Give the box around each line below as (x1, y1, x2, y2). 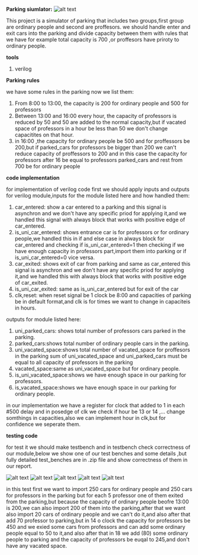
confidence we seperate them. (6, 421, 81, 428)
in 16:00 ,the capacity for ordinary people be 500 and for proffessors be (14, 138, 190, 145)
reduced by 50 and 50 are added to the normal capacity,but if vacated (14, 119, 186, 126)
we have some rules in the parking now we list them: (6, 88, 134, 95)
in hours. (14, 304, 37, 311)
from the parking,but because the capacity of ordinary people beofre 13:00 (6, 498, 189, 505)
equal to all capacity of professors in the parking (14, 359, 133, 366)
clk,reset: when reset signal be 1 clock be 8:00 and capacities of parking (14, 292, 191, 299)
